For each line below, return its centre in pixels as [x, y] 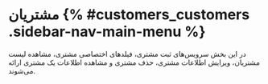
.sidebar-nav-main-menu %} [107, 32]
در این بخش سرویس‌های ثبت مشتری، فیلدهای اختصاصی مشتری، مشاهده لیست [128, 54]
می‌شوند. [22, 70]
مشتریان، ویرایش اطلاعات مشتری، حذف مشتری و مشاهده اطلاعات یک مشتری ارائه [134, 62]
